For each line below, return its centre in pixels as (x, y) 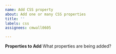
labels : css (17, 23)
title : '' (15, 19)
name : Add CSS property (29, 10)
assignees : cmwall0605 (28, 28)
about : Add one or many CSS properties (46, 14)
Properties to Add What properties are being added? (58, 46)
